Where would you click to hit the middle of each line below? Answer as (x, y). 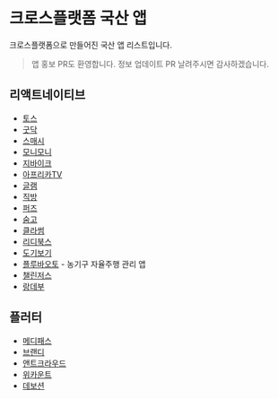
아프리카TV (42, 174)
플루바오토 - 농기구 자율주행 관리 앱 (84, 264)
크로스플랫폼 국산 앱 (78, 18)
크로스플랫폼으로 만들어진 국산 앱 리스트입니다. (91, 45)
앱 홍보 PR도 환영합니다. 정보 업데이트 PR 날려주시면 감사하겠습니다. (150, 64)
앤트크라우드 (44, 363)
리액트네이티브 (48, 95)
